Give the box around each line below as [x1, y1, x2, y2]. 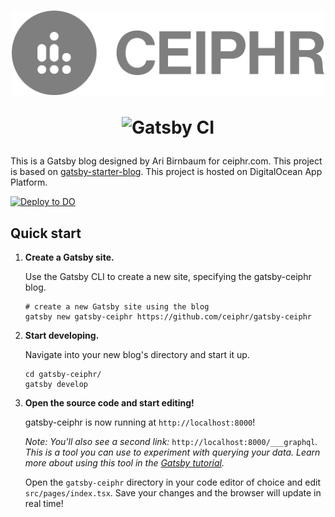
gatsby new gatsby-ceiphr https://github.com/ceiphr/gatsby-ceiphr [24, 312, 312, 322]
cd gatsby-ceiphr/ [24, 370, 102, 380]
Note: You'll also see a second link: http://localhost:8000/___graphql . [24, 436, 318, 448]
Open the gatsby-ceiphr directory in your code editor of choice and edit [24, 476, 322, 489]
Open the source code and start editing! [24, 397, 195, 409]
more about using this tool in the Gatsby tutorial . [24, 457, 225, 469]
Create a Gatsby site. [24, 251, 115, 264]
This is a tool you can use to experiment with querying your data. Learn [24, 446, 321, 459]
